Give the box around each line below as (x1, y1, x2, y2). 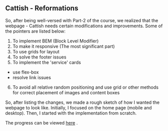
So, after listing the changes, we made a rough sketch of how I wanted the (5, 99, 160, 105)
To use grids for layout (12, 48, 60, 54)
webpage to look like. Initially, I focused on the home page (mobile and (5, 104, 152, 110)
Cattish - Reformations (5, 4, 79, 13)
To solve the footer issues (12, 54, 67, 60)
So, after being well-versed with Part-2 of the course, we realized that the (5, 17, 158, 23)
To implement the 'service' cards (12, 59, 81, 65)
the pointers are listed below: (5, 28, 66, 34)
